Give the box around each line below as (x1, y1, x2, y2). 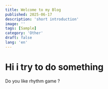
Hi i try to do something (5, 61, 104, 72)
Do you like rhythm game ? (5, 78, 60, 84)
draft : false (5, 35, 32, 40)
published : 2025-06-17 (5, 12, 52, 17)
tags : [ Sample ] (5, 26, 37, 31)
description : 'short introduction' (5, 16, 79, 21)
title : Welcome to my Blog (5, 7, 61, 12)
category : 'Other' (5, 30, 43, 35)
